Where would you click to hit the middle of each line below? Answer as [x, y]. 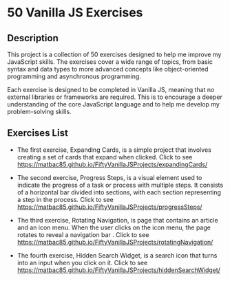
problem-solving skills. [39, 112]
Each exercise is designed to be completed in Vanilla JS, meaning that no [111, 90]
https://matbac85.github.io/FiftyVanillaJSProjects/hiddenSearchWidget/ [118, 270]
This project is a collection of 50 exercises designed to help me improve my [114, 54]
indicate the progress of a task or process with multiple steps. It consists [120, 185]
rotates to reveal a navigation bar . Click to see [83, 234]
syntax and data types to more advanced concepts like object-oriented [108, 69]
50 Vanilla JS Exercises [75, 13]
